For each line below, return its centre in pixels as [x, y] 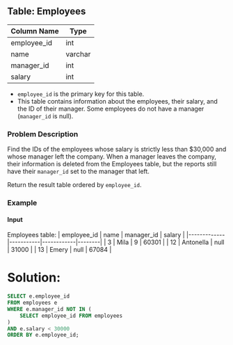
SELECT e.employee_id [39, 296]
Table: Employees [47, 11]
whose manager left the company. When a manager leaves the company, [112, 157]
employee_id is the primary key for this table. [81, 94]
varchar [78, 54]
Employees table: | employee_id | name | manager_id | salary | [96, 235]
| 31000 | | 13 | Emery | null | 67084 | [59, 250]
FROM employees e [32, 303]
